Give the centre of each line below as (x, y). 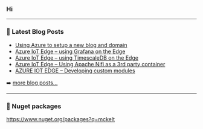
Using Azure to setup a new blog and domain (71, 45)
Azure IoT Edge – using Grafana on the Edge (70, 51)
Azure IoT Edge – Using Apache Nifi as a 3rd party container (90, 64)
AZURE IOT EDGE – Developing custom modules (75, 71)
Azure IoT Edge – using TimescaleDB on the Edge (77, 58)
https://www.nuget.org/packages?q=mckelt (61, 119)
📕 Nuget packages (34, 106)
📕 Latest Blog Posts (35, 32)
